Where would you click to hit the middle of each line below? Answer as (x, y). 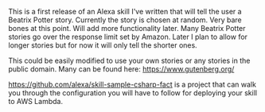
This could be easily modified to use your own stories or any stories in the (129, 60)
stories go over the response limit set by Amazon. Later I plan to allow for (128, 37)
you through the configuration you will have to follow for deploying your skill (132, 93)
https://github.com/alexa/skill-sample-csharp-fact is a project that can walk (132, 84)
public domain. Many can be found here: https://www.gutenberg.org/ (121, 69)
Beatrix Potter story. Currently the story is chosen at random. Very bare (125, 20)
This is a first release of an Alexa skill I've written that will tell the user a (125, 12)
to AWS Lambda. (36, 101)
